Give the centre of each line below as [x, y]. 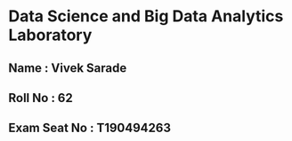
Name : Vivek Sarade [68, 68]
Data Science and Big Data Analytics [146, 16]
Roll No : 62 [41, 98]
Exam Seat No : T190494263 [89, 128]
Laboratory [50, 35]
